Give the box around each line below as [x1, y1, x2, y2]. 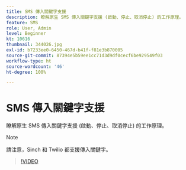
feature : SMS [6, 19, 39, 25]
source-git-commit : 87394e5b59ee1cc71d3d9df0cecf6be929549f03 [6, 53, 163, 58]
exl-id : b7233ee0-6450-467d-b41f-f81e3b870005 [6, 47, 123, 53]
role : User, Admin [6, 25, 52, 31]
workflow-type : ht [6, 58, 52, 64]
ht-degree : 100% [6, 69, 46, 75]
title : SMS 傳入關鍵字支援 [6, 8, 66, 15]
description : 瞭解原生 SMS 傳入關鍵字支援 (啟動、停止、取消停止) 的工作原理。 [6, 14, 184, 20]
